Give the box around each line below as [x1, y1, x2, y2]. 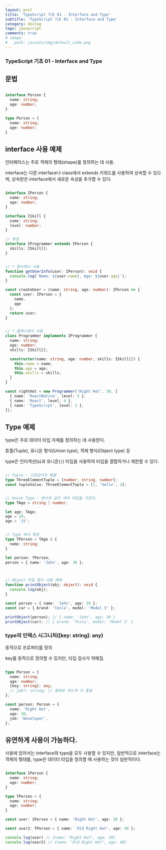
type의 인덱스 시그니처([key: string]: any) [5, 632, 104, 639]
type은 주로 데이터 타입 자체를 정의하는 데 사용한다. [5, 437, 105, 443]
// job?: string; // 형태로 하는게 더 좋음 [10, 688, 93, 693]
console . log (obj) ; [10, 587, 49, 592]
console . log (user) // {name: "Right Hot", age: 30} [5, 835, 115, 840]
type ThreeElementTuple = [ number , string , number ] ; [5, 478, 118, 483]
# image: [5, 36, 24, 41]
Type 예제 [5, 422, 35, 431]
